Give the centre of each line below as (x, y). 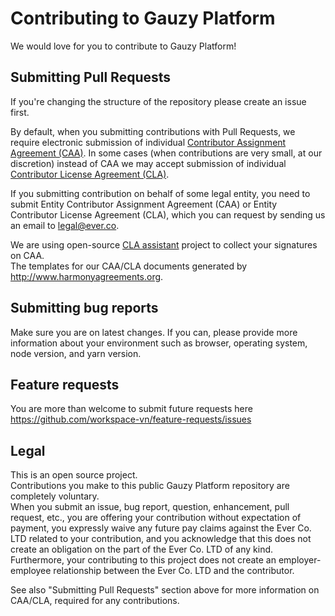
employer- (300, 560)
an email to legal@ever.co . (65, 225)
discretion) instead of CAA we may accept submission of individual (148, 163)
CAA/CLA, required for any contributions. (95, 601)
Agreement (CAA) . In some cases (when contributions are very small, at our (166, 153)
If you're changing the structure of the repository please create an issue (158, 101)
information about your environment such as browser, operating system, (159, 343)
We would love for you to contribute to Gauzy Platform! (123, 46)
